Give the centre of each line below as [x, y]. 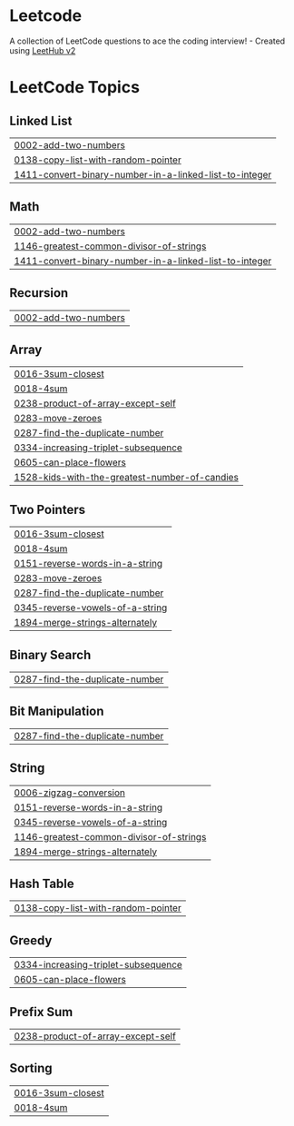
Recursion [39, 293]
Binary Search [50, 655]
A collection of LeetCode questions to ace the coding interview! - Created [147, 41]
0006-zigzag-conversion [69, 793]
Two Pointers [48, 509]
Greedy [31, 940]
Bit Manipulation [57, 711]
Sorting [31, 1068]
